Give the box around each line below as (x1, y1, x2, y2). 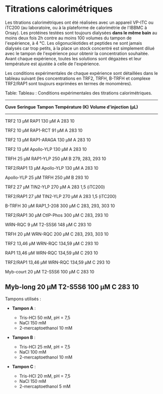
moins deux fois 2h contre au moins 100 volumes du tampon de (5, 35, 132, 41)
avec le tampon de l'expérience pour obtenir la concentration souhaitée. (5, 50, 149, 56)
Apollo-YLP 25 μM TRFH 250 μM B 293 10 (5, 174, 89, 180)
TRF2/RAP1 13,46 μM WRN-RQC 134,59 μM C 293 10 (5, 259, 111, 265)
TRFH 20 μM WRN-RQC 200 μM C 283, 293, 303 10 (5, 231, 109, 237)
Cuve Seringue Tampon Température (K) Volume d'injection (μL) (5, 104, 138, 110)
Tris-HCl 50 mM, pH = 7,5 (19, 315, 70, 321)
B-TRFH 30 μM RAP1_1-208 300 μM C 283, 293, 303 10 (5, 203, 115, 209)
